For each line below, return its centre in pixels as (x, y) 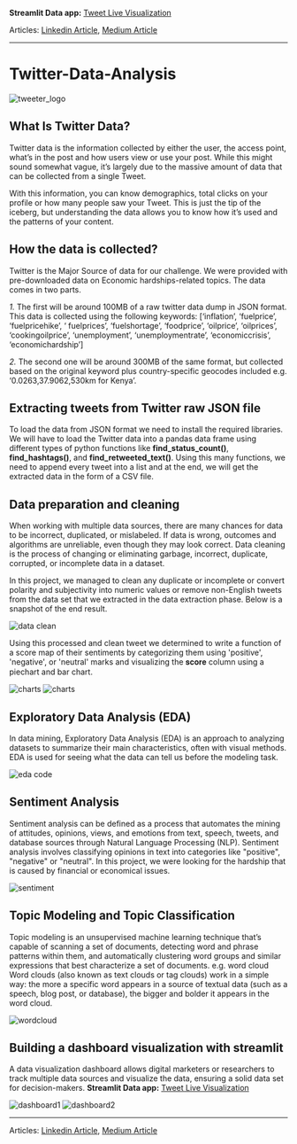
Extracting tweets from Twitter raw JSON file (135, 408)
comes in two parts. (45, 289)
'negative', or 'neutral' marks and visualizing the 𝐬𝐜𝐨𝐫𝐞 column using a (137, 662)
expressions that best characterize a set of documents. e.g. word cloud (139, 965)
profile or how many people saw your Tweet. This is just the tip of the (135, 202)
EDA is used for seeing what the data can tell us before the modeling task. (144, 757)
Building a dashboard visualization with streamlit (146, 1048)
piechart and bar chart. (51, 672)
